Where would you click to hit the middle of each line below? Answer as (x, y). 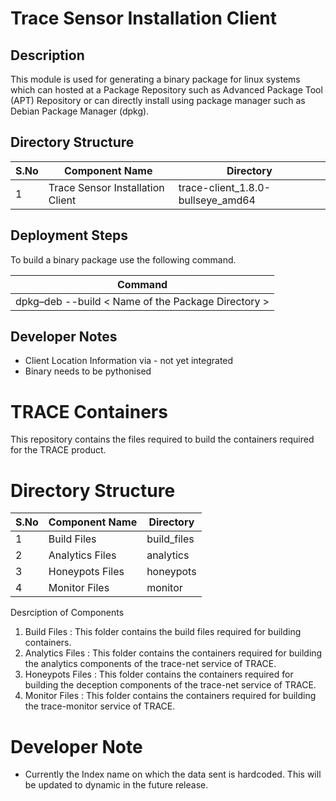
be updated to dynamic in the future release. (116, 785)
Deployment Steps (69, 235)
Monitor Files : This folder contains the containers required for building (170, 696)
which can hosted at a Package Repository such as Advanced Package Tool (166, 90)
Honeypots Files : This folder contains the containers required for (159, 674)
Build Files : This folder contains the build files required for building (163, 632)
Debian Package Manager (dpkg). (80, 111)
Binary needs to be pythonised (88, 371)
